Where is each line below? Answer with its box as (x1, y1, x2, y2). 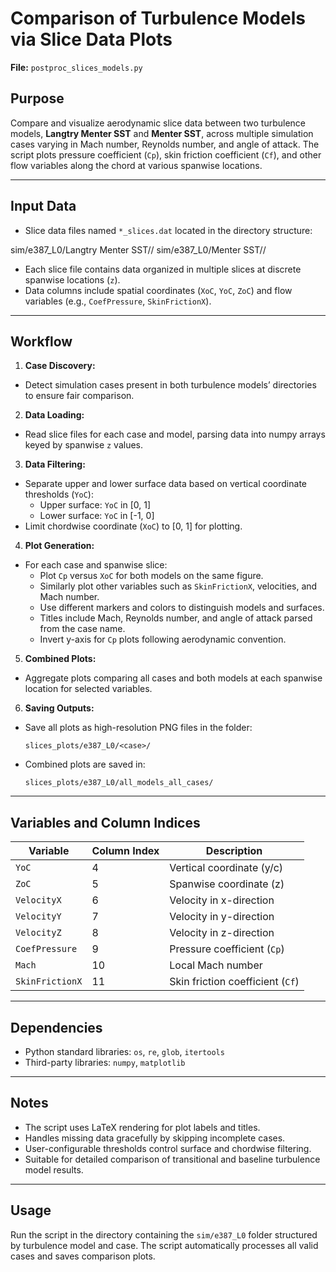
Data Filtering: (24, 458, 86, 471)
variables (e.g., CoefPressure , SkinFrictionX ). (24, 295, 212, 307)
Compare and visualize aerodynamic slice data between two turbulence (10, 117, 307, 129)
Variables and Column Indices (10, 814, 201, 831)
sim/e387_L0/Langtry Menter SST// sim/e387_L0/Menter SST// (10, 243, 267, 256)
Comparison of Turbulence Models (10, 7, 306, 30)
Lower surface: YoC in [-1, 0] (39, 510, 155, 522)
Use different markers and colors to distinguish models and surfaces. (39, 602, 325, 614)
